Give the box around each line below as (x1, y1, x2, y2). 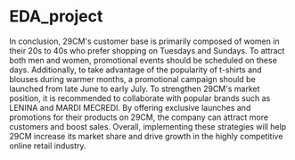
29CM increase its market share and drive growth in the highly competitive (9, 131, 283, 141)
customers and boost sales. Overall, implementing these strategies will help (9, 121, 287, 131)
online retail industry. (9, 140, 86, 151)
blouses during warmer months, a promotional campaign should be (9, 73, 256, 84)
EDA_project (9, 6, 103, 27)
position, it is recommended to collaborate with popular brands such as (9, 92, 271, 104)
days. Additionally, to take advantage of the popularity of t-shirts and (9, 64, 262, 75)
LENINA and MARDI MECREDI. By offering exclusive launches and (9, 102, 251, 113)
